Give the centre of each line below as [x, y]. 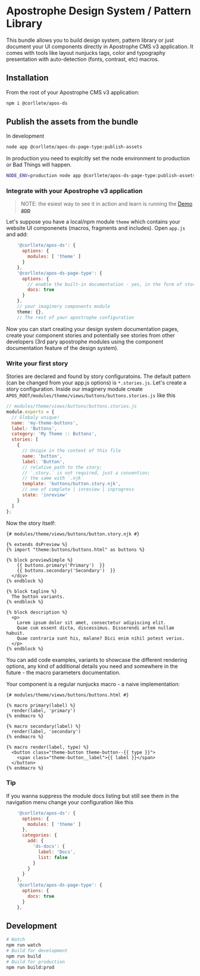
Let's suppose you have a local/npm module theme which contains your [93, 222]
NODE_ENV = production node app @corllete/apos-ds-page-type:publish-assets [101, 176]
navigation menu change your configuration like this [70, 802]
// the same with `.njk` [53, 478]
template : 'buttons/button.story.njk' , [71, 484]
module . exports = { [30, 412]
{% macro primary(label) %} [41, 705]
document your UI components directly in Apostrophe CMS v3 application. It [100, 47]
